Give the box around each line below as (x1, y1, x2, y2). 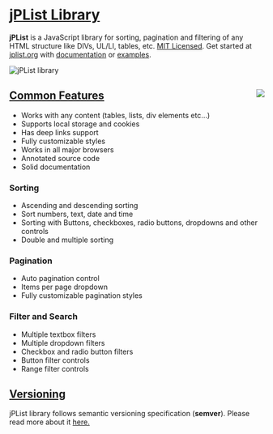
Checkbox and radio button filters (20, 347, 134, 356)
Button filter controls (20, 355, 90, 365)
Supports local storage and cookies (20, 119, 140, 129)
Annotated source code (20, 153, 100, 163)
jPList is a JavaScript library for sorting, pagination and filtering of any (9, 32, 244, 42)
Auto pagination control (20, 274, 100, 283)
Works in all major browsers (20, 144, 114, 155)
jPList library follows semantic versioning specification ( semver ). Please (9, 409, 250, 419)
